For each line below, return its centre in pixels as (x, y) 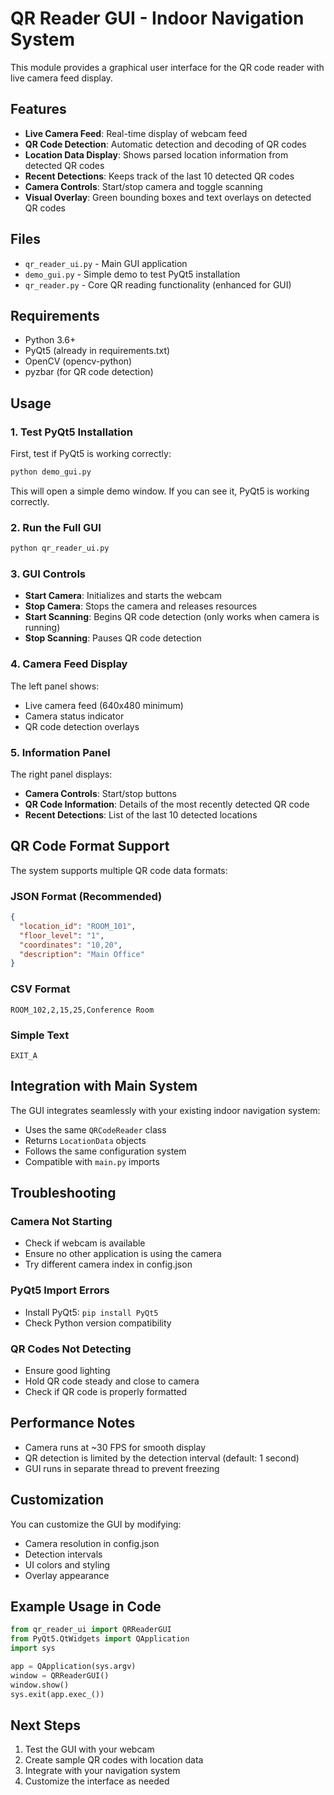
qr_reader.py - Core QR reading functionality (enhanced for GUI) (158, 284)
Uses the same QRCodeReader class (95, 1129)
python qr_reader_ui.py (60, 548)
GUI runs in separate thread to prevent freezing (122, 1468)
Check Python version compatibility (98, 1323)
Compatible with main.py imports (92, 1161)
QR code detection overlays (82, 726)
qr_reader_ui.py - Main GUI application (106, 263)
